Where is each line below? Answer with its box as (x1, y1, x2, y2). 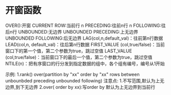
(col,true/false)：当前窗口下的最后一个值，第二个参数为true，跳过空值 (5, 54, 153, 60)
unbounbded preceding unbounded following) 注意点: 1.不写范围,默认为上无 (5, 77, 165, 84)
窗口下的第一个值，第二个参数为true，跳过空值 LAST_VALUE (5, 48, 132, 54)
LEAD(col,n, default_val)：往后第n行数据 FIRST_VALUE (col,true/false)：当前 (5, 41, 165, 47)
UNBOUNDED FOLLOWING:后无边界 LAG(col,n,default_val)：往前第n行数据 (5, 35, 163, 41)
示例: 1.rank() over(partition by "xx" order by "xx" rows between (5, 71, 140, 77)
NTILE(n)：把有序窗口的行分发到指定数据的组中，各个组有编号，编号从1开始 (5, 60, 165, 67)
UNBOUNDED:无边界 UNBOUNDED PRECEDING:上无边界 (18, 28, 138, 35)
